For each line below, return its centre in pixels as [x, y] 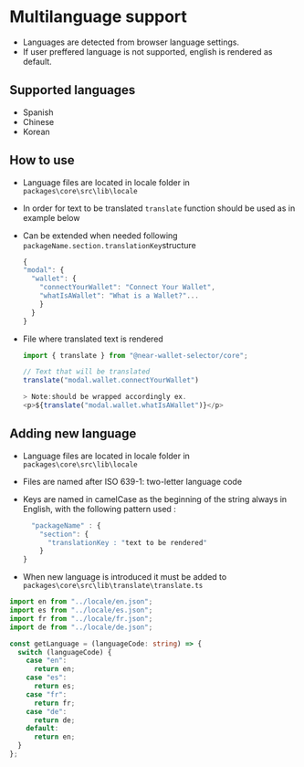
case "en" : [47, 661]
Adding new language [73, 434]
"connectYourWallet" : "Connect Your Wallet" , [128, 288]
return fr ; [54, 703]
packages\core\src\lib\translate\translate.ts [113, 586]
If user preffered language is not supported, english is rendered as [147, 51]
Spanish [38, 112]
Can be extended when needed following [100, 236]
